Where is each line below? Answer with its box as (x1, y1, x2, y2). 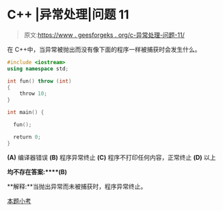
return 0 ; (13, 133, 41, 141)
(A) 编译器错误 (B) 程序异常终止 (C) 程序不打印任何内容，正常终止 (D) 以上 (7, 153, 216, 161)
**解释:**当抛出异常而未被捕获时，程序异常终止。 (7, 182, 147, 191)
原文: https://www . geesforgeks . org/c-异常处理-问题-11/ (23, 31, 185, 39)
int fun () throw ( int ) (7, 77, 72, 85)
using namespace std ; (7, 65, 69, 72)
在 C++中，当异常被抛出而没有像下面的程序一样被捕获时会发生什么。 (7, 45, 201, 53)
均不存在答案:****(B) (7, 167, 67, 175)
